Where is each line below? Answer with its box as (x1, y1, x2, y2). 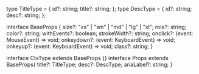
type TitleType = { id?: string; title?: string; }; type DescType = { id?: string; (6, 5, 192, 12)
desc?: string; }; (6, 12, 46, 19)
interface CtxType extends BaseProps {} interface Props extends (6, 55, 169, 61)
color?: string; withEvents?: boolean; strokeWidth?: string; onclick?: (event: (6, 30, 194, 37)
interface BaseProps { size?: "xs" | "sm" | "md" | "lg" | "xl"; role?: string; (6, 24, 187, 30)
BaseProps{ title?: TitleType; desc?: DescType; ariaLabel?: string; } (6, 61, 173, 68)
